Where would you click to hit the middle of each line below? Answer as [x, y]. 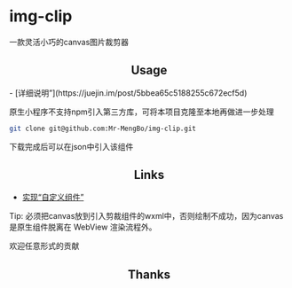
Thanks [149, 274]
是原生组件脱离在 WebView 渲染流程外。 [83, 227]
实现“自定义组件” [53, 198]
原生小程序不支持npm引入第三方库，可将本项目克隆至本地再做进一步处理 [142, 112]
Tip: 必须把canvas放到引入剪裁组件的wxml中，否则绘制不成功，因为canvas [146, 216]
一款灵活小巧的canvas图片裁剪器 [69, 42]
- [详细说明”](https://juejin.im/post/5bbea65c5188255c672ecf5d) [128, 93]
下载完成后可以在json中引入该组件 [71, 146]
